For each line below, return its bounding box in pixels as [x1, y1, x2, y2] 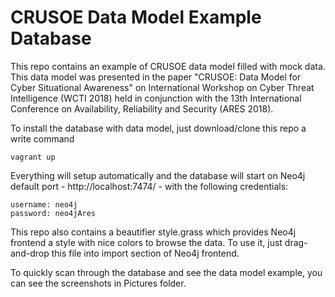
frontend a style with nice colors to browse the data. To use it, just [10, 236, 283, 248]
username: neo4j [10, 199, 78, 210]
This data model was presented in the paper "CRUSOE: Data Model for [10, 71, 302, 83]
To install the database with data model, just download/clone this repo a [10, 122, 307, 134]
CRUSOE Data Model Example [10, 6, 262, 29]
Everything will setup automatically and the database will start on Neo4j [10, 169, 306, 181]
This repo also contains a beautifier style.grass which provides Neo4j [10, 226, 297, 238]
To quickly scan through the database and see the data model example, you [10, 266, 323, 278]
